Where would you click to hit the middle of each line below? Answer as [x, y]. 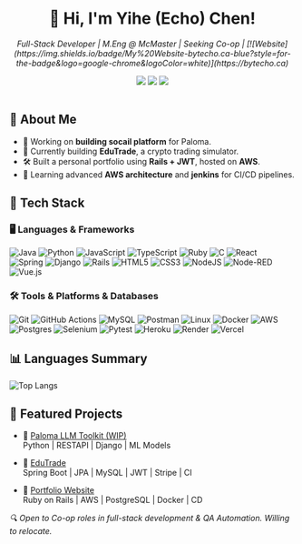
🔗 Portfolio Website [58, 490]
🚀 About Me [43, 120]
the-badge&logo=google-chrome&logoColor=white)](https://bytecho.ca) [152, 63]
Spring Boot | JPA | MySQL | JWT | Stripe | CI [107, 473]
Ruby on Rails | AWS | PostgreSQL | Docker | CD [112, 500]
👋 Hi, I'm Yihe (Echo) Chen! [152, 19]
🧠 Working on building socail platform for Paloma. [117, 141]
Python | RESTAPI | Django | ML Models [97, 446]
